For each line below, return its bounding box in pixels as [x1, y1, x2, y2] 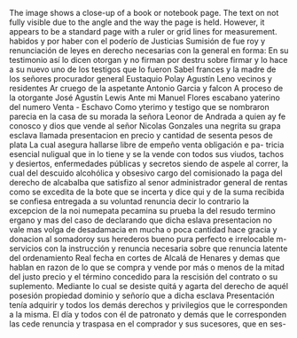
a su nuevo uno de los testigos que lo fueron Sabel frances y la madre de [9, 64, 277, 75]
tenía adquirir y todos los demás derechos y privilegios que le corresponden [9, 300, 288, 310]
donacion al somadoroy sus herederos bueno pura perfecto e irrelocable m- [9, 234, 287, 244]
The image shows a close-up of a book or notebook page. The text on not [9, 8, 279, 18]
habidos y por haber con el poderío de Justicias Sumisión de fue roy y [9, 35, 266, 46]
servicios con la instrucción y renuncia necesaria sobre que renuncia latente [9, 243, 288, 254]
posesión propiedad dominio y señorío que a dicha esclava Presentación [9, 290, 275, 301]
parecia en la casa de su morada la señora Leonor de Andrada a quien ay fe [9, 111, 286, 122]
